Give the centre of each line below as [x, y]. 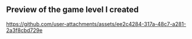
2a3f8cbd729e [24, 30]
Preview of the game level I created [73, 10]
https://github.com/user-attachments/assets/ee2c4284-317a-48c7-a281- [96, 24]
